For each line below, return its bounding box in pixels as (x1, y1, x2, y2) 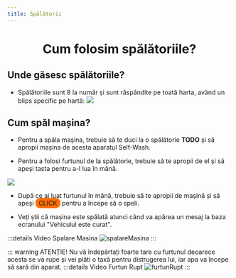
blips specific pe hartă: (17, 96, 85, 105)
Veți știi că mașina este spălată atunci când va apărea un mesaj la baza (17, 213, 226, 221)
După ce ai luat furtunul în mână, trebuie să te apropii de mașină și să (17, 191, 220, 200)
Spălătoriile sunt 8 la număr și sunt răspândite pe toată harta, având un (17, 88, 225, 96)
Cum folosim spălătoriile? (42, 40, 197, 57)
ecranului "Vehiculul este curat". (17, 221, 112, 229)
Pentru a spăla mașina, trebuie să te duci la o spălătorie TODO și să (17, 135, 215, 144)
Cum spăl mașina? (7, 117, 91, 129)
